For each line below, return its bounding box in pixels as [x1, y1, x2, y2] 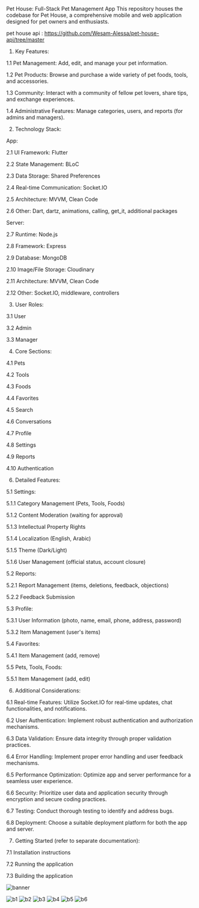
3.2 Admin [6, 324, 32, 331]
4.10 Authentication [6, 465, 54, 472]
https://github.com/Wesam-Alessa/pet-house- [44, 30, 159, 37]
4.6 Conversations [6, 418, 52, 425]
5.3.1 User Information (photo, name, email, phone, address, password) [6, 617, 182, 624]
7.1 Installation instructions [6, 849, 71, 856]
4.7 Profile [6, 430, 32, 436]
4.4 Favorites [6, 395, 39, 401]
